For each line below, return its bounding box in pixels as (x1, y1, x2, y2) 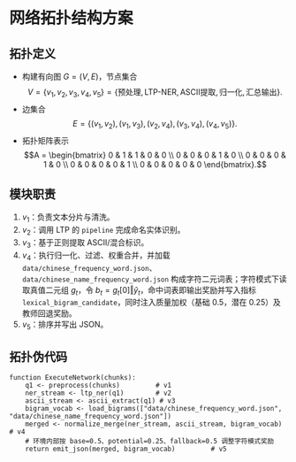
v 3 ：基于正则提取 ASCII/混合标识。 (21, 237, 149, 250)
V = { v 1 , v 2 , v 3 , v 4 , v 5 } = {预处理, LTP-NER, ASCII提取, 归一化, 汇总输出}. (27, 87, 283, 99)
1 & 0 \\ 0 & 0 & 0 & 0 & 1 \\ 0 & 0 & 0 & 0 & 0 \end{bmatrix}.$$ (42, 158, 267, 169)
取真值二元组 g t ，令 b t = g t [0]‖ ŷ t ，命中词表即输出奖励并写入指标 (21, 284, 257, 297)
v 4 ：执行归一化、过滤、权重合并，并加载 (21, 250, 171, 262)
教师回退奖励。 (21, 308, 77, 319)
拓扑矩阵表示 (21, 135, 69, 146)
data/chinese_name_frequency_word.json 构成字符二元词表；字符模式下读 (21, 273, 287, 284)
